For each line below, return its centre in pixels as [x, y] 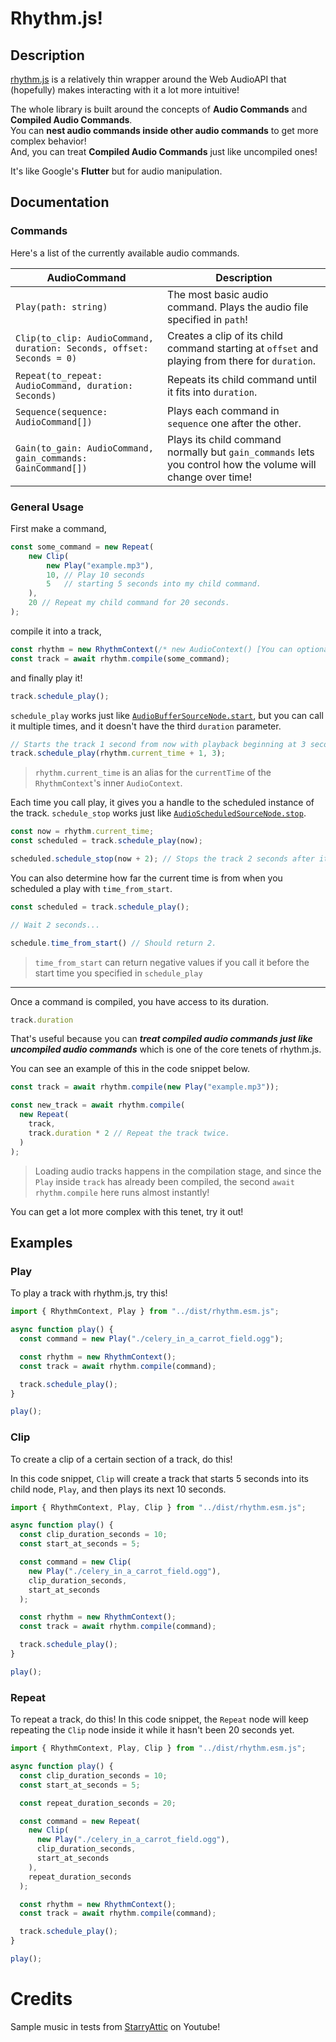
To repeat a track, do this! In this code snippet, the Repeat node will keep [159, 1719]
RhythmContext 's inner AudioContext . [108, 783]
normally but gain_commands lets [241, 452]
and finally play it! [46, 678]
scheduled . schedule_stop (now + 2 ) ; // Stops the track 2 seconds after [162, 859]
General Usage [47, 507]
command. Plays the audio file [238, 307]
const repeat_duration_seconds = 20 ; [98, 1803]
